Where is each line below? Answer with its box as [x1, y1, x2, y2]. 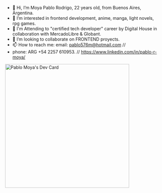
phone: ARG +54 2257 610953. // [12, 49, 80, 54]
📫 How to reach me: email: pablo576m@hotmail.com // [12, 42, 126, 48]
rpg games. [12, 20, 36, 26]
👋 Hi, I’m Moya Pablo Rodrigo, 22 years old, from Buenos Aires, [12, 5, 141, 10]
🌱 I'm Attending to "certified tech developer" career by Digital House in [12, 26, 158, 32]
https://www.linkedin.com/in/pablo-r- [81, 49, 157, 54]
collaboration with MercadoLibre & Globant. [12, 31, 102, 37]
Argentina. [12, 10, 34, 16]
